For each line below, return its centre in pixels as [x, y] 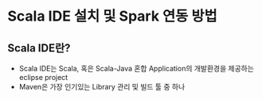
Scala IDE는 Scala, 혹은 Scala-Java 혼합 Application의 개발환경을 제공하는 [136, 69]
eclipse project [43, 77]
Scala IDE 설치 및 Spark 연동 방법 [112, 16]
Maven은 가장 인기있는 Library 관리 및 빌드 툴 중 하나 [102, 87]
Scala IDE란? [39, 48]
